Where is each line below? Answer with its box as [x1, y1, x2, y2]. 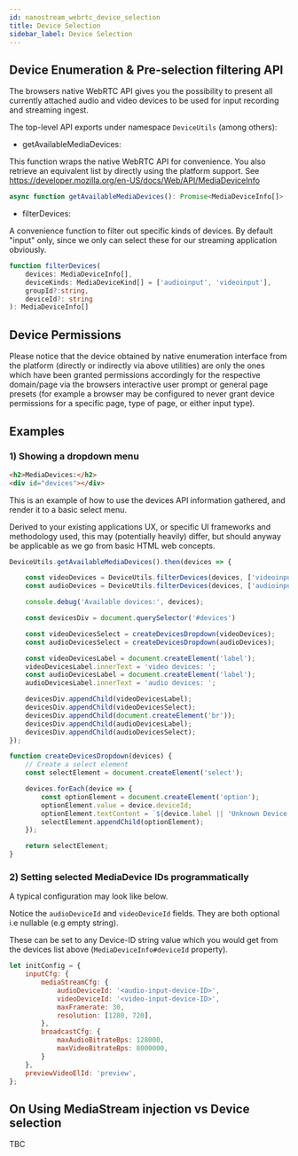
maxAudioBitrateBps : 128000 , [56, 1035, 165, 1045]
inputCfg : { [25, 970, 69, 979]
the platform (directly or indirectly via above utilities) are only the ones [9, 360, 266, 371]
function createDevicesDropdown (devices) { [9, 751, 173, 761]
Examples [9, 423, 65, 439]
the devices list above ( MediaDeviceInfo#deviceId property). [9, 944, 229, 955]
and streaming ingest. [9, 105, 89, 115]
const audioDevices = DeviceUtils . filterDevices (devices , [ [25, 582, 252, 591]
